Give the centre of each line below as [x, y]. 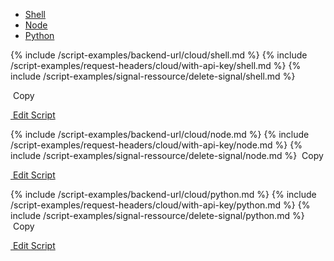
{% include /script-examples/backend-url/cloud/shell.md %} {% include [159, 55]
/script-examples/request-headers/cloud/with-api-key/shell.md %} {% [156, 65]
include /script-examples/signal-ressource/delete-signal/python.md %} [157, 215]
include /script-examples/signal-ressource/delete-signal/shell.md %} [153, 76]
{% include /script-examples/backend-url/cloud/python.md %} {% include [163, 194]
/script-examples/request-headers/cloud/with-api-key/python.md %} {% [160, 205]
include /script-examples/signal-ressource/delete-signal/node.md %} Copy [167, 155]
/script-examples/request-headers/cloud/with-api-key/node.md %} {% [156, 145]
